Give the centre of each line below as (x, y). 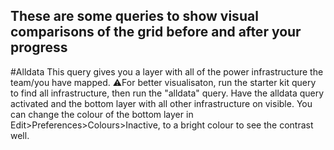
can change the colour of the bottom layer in (102, 114)
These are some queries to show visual (134, 16)
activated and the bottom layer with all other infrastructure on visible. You (161, 103)
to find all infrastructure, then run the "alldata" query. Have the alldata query (167, 93)
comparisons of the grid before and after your (156, 32)
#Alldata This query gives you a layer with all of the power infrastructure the (167, 71)
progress (39, 47)
